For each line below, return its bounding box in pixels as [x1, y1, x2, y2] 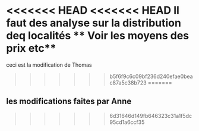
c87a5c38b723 [109, 79, 147, 86]
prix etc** [6, 42, 56, 55]
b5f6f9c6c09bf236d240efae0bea [109, 73, 193, 80]
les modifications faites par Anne [6, 96, 132, 107]
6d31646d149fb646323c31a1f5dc [109, 112, 192, 119]
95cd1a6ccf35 [109, 118, 145, 126]
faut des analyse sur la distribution [6, 16, 181, 30]
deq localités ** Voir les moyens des [6, 29, 189, 42]
